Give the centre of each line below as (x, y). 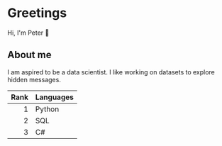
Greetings (37, 13)
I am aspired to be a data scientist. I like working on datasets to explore (111, 72)
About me (29, 55)
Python (47, 109)
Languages (55, 97)
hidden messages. (34, 79)
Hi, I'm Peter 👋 (28, 33)
